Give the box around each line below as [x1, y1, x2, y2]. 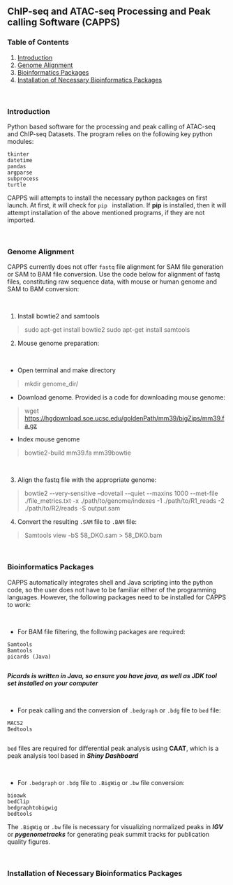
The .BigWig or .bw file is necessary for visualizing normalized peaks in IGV [7, 822, 223, 831]
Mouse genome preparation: [17, 339, 100, 348]
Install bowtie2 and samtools [17, 312, 100, 321]
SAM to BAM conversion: [7, 285, 80, 293]
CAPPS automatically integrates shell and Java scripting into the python [7, 578, 213, 586]
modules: [7, 137, 34, 145]
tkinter [7, 150, 30, 158]
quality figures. [7, 838, 51, 846]
